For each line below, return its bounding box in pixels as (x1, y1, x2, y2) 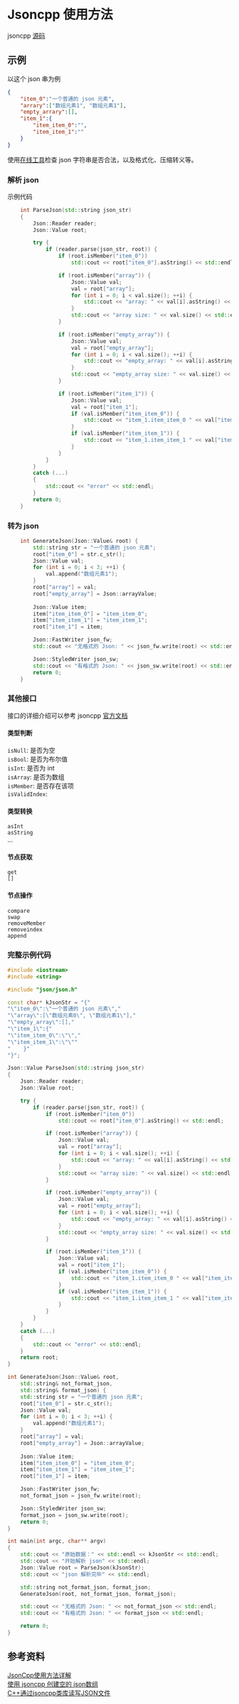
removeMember (7, 919, 46, 927)
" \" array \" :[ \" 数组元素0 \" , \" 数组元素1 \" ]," (7, 1012, 137, 1020)
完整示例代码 (7, 950, 52, 960)
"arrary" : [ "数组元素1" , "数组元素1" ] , (20, 102, 127, 109)
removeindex (7, 926, 43, 933)
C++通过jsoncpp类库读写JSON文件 (7, 1688, 111, 1697)
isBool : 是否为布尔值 (7, 755, 68, 763)
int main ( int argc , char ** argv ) (7, 1538, 107, 1545)
